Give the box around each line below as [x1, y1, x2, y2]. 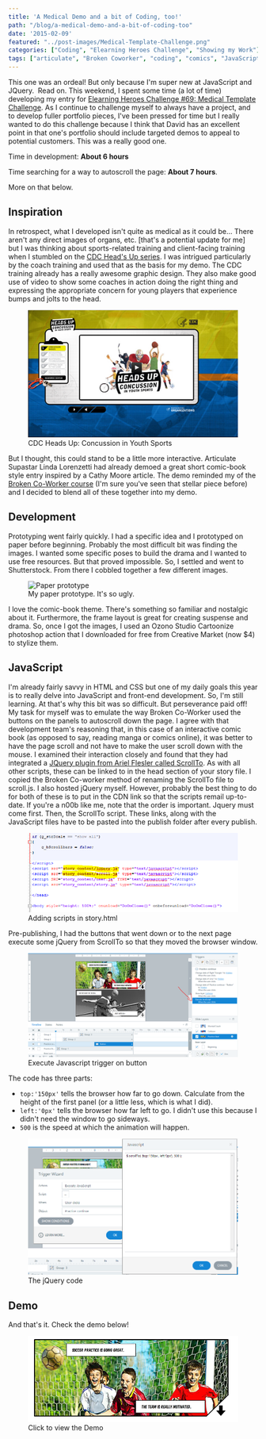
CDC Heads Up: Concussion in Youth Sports [28, 438, 173, 447]
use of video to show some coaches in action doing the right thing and [8, 277, 238, 286]
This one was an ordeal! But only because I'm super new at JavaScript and [8, 78, 253, 86]
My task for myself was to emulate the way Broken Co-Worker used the [8, 707, 241, 717]
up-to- [225, 792, 248, 801]
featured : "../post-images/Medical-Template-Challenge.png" [8, 38, 211, 46]
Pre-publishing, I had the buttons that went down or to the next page [8, 929, 232, 938]
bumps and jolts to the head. [8, 294, 101, 303]
